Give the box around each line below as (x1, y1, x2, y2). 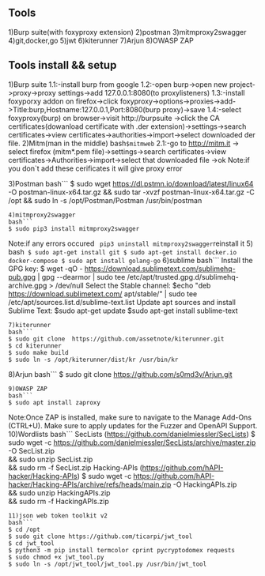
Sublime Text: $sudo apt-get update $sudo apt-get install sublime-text (8, 306, 239, 315)
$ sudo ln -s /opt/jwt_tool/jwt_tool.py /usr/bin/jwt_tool (8, 560, 207, 568)
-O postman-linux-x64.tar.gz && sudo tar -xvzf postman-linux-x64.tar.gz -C (8, 187, 255, 197)
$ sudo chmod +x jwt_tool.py (8, 553, 104, 561)
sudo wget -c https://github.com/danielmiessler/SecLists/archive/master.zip (8, 438, 256, 447)
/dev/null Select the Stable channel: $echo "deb (55, 280, 211, 290)
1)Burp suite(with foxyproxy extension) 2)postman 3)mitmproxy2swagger (8, 27, 247, 36)
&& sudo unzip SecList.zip (8, 454, 93, 464)
